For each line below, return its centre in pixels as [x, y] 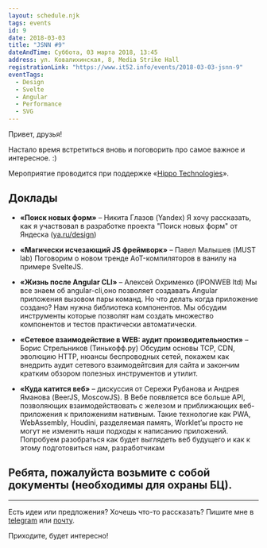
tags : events [30, 23]
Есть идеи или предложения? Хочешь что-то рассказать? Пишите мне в [131, 511]
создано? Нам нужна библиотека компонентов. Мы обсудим [123, 307]
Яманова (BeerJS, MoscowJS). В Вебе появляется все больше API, [132, 397]
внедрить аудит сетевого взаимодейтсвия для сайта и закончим [130, 365]
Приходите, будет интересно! [58, 535]
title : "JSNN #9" [37, 45]
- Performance [39, 104]
